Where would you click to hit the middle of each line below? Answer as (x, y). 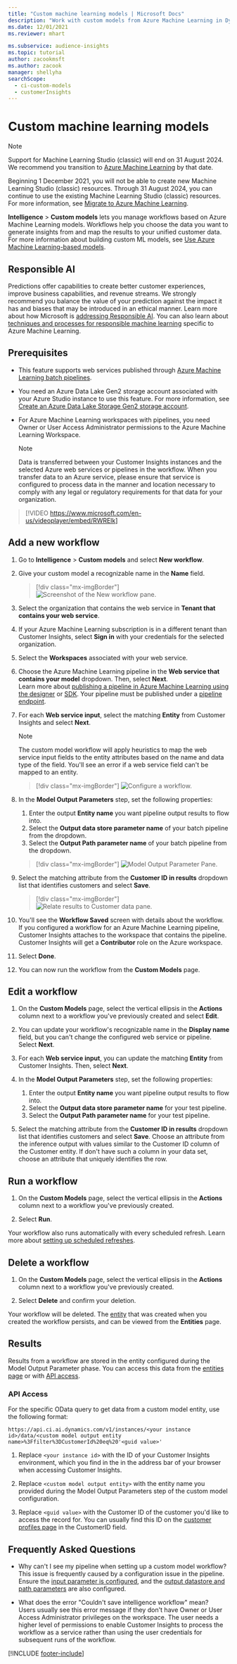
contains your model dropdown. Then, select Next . (93, 679)
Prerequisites (38, 353)
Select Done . (37, 956)
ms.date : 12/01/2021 (38, 27)
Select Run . (35, 1219)
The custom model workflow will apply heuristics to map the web (112, 750)
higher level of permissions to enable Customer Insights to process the (121, 1625)
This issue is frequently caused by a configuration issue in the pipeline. (121, 1573)
